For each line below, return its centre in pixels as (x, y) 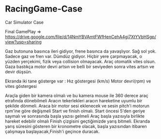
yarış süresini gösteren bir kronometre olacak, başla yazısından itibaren (76, 126)
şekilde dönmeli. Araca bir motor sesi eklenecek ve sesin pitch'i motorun (77, 106)
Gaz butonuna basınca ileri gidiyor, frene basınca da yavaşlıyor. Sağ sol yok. (81, 51)
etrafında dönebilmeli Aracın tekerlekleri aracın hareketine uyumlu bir (74, 100)
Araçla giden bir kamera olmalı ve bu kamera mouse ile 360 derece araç (77, 96)
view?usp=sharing (23, 42)
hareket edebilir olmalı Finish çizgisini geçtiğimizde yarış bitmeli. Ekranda (78, 121)
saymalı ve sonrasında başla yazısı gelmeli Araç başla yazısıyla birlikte (75, 116)
